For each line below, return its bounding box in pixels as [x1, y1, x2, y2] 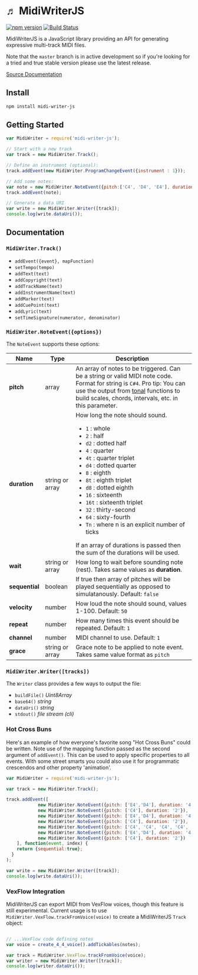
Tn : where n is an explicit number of [85, 520, 186, 529]
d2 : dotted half [85, 439, 127, 448]
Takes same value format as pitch [75, 650, 170, 659]
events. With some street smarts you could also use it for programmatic [6, 757, 180, 765]
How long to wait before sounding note [75, 558, 183, 566]
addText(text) [14, 271, 49, 277]
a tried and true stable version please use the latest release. [6, 59, 151, 66]
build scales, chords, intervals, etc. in [75, 394, 178, 403]
